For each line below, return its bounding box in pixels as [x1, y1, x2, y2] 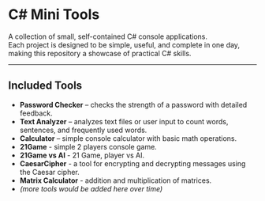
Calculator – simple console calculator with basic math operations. [19, 133, 237, 143]
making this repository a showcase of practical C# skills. [8, 48, 192, 58]
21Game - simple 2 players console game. [19, 142, 158, 151]
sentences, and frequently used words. [19, 125, 147, 135]
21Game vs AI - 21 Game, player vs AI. [19, 150, 145, 160]
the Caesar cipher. [19, 167, 80, 176]
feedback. [19, 108, 53, 118]
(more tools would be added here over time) [19, 184, 163, 193]
